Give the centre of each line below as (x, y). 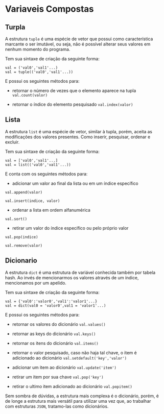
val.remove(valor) (24, 245)
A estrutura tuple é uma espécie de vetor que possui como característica (79, 39)
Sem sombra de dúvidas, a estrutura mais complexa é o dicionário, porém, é (82, 396)
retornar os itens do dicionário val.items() (55, 343)
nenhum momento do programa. (38, 49)
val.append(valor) (24, 192)
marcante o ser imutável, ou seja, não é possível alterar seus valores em (78, 44)
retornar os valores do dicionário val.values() (59, 324)
